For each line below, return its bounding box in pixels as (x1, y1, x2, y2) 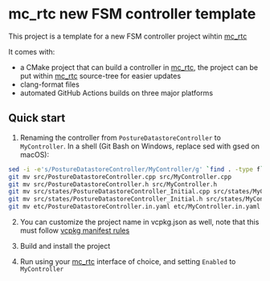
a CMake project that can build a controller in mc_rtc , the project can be (19, 62, 259, 72)
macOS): (19, 149, 50, 159)
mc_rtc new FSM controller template (8, 5, 256, 23)
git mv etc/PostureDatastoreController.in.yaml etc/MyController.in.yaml (8, 202, 261, 211)
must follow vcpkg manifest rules (19, 226, 130, 235)
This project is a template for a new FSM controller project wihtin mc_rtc (8, 31, 247, 41)
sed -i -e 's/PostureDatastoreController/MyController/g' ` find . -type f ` (8, 165, 264, 173)
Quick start (8, 112, 66, 125)
